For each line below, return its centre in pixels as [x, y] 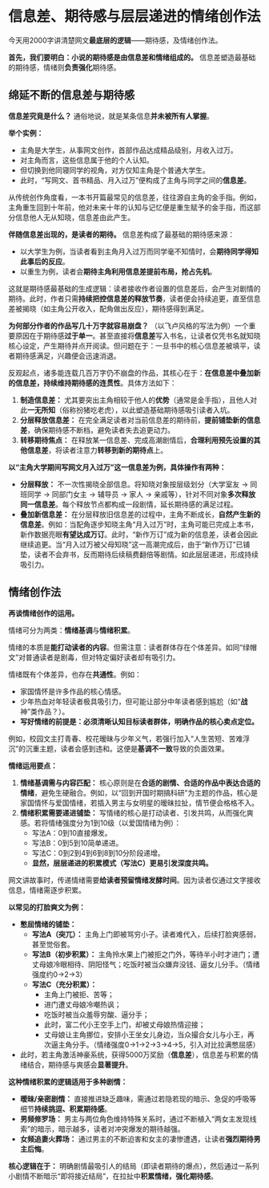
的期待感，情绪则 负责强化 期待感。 [64, 67]
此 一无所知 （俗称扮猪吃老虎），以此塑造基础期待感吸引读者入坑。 [127, 409]
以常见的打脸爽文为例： [47, 907]
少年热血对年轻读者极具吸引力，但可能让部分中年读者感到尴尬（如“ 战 [134, 701]
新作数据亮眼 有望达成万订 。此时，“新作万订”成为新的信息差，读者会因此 [139, 534]
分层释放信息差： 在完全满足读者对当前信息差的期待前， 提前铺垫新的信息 [140, 420]
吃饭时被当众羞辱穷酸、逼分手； [96, 1014]
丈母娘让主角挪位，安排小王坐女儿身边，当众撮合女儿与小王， [146, 1034]
